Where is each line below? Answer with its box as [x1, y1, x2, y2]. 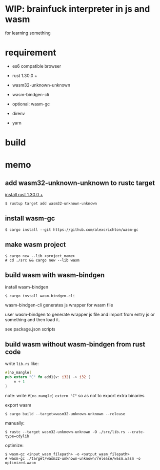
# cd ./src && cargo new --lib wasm [5, 258, 80, 263]
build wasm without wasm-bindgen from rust [5, 340, 145, 348]
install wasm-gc [5, 214, 55, 223]
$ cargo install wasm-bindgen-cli [5, 293, 76, 298]
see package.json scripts [5, 326, 56, 332]
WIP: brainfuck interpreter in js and [5, 3, 150, 15]
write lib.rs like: [5, 361, 39, 367]
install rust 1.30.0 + [5, 192, 43, 198]
